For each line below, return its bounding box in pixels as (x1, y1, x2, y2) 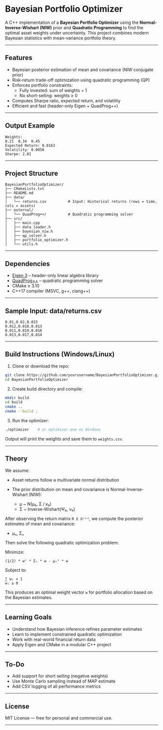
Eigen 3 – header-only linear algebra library (12, 273, 99, 279)
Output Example (5, 122, 55, 130)
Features (5, 54, 33, 62)
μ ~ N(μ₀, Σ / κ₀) (19, 501, 52, 507)
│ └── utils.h (5, 242, 38, 247)
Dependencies (5, 260, 50, 268)
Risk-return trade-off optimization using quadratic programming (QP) (12, 77, 150, 83)
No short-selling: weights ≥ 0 (19, 93, 78, 98)
